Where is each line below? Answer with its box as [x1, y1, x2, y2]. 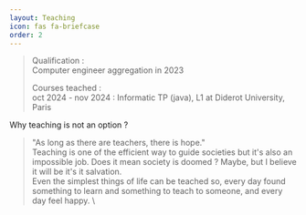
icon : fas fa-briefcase [9, 22, 100, 31]
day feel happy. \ [31, 195, 96, 206]
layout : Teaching [9, 13, 76, 23]
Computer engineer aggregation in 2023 [31, 65, 185, 76]
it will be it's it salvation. [31, 166, 122, 178]
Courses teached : [31, 83, 102, 94]
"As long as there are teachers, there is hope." [31, 138, 206, 148]
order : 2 [9, 30, 43, 39]
